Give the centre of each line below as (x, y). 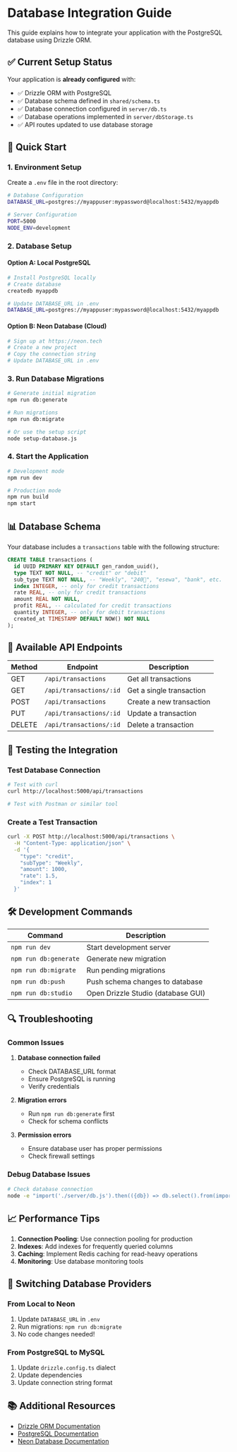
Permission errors (44, 1135)
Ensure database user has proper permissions (95, 1149)
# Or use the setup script (47, 432)
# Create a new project (42, 348)
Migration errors (42, 1100)
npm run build (28, 497)
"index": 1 (36, 883)
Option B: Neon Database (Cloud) (57, 326)
